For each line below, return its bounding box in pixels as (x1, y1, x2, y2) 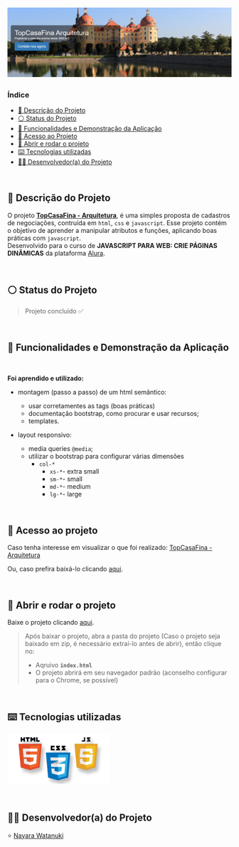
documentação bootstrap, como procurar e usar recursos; (28, 410, 199, 418)
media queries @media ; (28, 445, 94, 453)
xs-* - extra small (49, 467, 100, 476)
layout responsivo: (17, 431, 73, 440)
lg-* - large (49, 490, 83, 499)
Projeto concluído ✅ (24, 306, 84, 315)
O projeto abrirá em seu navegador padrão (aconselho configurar (35, 668, 228, 677)
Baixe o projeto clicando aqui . (7, 618, 95, 627)
